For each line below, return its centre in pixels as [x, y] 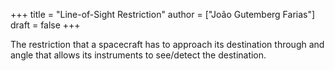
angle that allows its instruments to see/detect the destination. [138, 55]
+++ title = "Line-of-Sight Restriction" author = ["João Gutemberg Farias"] [163, 14]
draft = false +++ [45, 25]
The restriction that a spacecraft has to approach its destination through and [167, 44]
